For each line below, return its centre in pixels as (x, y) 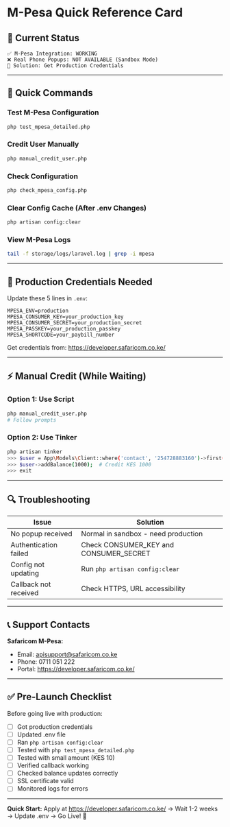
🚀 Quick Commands (50, 93)
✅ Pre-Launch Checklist (59, 697)
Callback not (31, 584)
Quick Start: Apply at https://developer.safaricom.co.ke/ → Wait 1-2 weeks (112, 809)
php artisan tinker (35, 452)
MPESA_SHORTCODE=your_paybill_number (61, 335)
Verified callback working (53, 765)
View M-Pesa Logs (39, 240)
